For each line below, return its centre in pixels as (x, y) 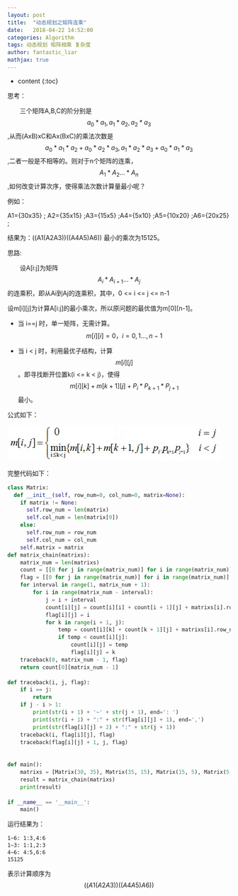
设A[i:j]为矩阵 (39, 268)
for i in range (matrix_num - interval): (93, 593)
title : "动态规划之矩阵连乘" (47, 22)
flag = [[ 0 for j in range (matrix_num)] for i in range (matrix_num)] (125, 578)
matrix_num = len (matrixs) (60, 562)
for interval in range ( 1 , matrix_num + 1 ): (85, 585)
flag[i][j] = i (68, 615)
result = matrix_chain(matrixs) (68, 780)
